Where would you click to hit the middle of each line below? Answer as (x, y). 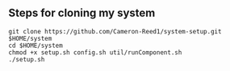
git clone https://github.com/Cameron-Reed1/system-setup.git (115, 31)
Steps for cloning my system (82, 13)
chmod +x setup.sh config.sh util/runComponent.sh (95, 52)
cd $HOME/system (36, 45)
